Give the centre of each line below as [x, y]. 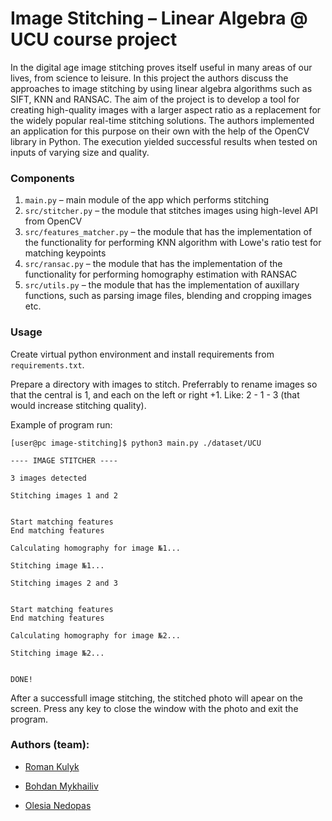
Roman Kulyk [52, 766]
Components [42, 178]
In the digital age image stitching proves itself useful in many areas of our [161, 67]
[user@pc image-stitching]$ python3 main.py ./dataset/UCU [136, 443]
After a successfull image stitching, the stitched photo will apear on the [156, 698]
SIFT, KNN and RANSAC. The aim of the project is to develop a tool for [155, 99]
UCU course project [94, 39]
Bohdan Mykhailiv [61, 786]
